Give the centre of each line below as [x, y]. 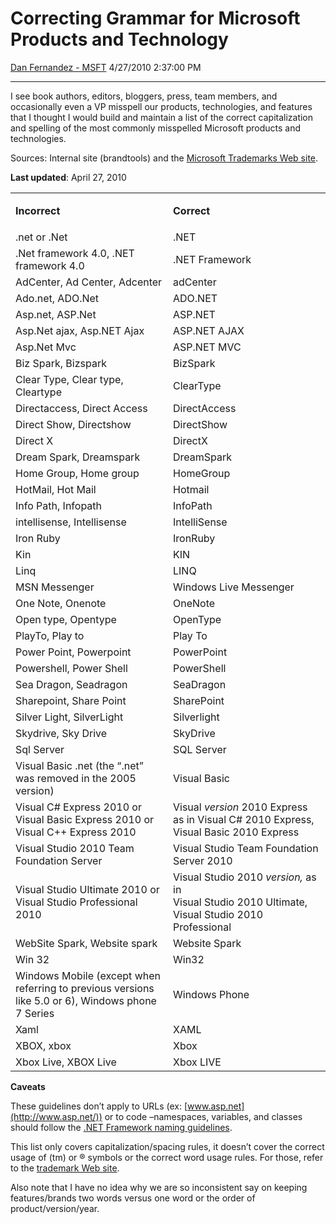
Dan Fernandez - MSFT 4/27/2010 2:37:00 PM [106, 67]
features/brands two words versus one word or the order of [133, 1198]
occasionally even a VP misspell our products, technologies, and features [161, 106]
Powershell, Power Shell [71, 668]
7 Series [35, 1013]
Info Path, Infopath [59, 505]
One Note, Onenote [61, 603]
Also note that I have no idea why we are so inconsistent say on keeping [159, 1187]
